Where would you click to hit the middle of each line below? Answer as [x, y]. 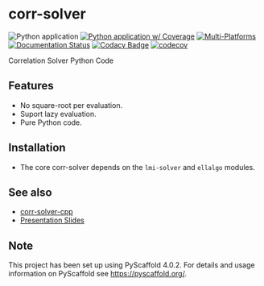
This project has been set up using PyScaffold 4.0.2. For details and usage [132, 265]
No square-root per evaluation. [71, 105]
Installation [37, 148]
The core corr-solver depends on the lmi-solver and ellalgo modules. [137, 167]
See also [30, 192]
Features [31, 86]
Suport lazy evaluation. [58, 114]
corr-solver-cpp [47, 212]
